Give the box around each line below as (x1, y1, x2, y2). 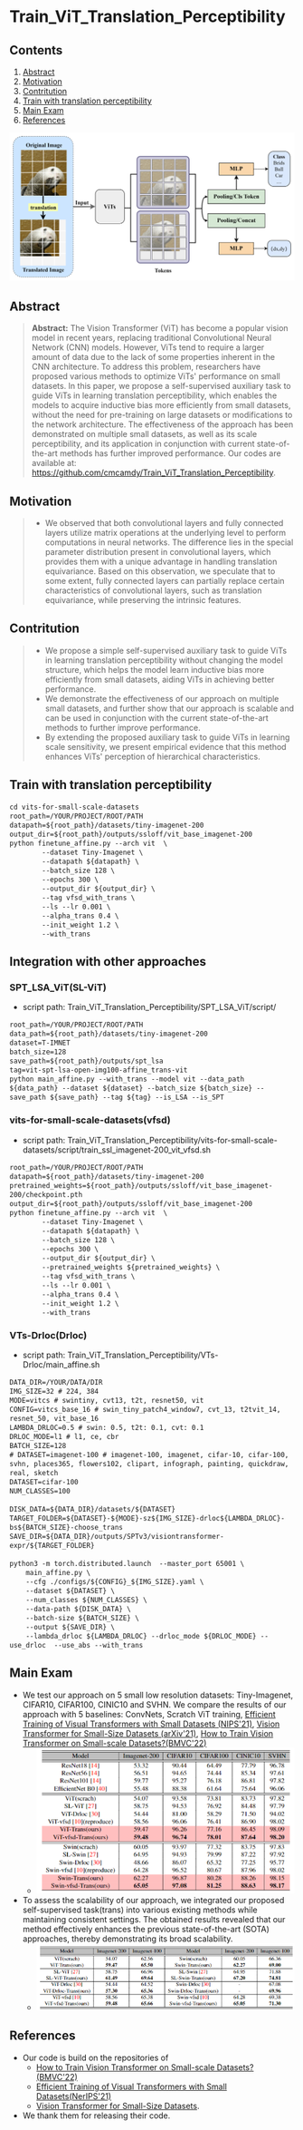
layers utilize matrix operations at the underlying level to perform (44, 527, 287, 538)
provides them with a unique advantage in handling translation (44, 556, 278, 567)
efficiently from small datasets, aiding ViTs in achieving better (44, 674, 275, 685)
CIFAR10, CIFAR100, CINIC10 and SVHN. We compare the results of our (22, 1698, 287, 1710)
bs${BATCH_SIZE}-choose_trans (9, 1522, 124, 1532)
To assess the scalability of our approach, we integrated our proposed (22, 1895, 285, 1906)
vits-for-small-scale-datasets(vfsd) (9, 1114, 171, 1126)
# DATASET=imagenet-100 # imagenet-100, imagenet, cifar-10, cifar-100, (9, 1450, 289, 1459)
